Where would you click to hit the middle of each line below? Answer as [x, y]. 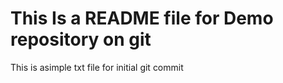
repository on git [81, 39]
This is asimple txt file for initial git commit [97, 67]
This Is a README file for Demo [142, 18]
